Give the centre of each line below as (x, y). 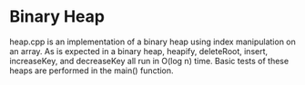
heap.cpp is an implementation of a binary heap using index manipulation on (152, 42)
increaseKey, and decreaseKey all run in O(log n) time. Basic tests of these (149, 61)
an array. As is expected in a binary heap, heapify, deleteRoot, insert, (139, 51)
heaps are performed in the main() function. (92, 71)
